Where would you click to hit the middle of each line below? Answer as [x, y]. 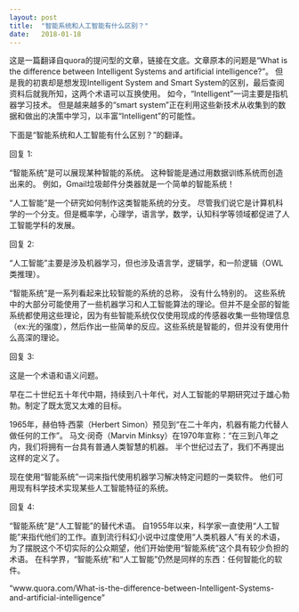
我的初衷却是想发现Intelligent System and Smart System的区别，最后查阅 [150, 83]
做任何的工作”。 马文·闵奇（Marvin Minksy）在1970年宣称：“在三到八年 [140, 436]
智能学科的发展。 [48, 225]
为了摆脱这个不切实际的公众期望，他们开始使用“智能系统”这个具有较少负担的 [149, 548]
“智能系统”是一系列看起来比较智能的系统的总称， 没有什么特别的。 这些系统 [148, 293]
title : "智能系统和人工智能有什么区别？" [79, 26]
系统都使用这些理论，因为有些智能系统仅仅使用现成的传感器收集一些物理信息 [149, 315]
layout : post [33, 17]
